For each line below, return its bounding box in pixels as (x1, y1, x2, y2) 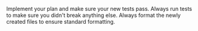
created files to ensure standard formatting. (6, 18, 115, 25)
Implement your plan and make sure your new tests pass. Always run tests (6, 5, 193, 12)
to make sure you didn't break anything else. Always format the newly (6, 12, 181, 19)
